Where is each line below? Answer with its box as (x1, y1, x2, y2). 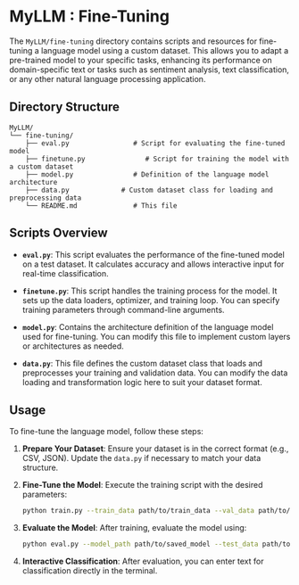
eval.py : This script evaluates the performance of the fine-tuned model (21, 249, 286, 260)
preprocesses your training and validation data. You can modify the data (21, 367, 288, 378)
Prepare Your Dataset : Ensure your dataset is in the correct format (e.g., (21, 443, 289, 454)
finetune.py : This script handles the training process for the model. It (21, 285, 278, 296)
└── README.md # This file (25, 201, 178, 210)
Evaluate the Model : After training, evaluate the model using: (21, 523, 247, 533)
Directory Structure (9, 100, 120, 115)
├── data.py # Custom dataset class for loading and (25, 185, 274, 194)
